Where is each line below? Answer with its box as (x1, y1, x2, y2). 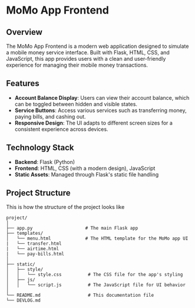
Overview (6, 27, 43, 37)
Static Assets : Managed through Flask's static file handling (14, 171, 159, 178)
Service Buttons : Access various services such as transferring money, (14, 107, 187, 114)
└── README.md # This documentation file (6, 293, 154, 299)
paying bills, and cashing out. (14, 113, 87, 120)
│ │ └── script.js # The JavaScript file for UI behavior (6, 282, 186, 288)
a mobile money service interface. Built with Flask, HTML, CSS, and (6, 49, 170, 56)
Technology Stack (6, 143, 74, 153)
